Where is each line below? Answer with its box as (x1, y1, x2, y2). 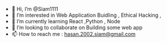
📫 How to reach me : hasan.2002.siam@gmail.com (11, 31, 136, 37)
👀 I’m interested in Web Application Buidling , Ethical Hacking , (11, 12, 162, 19)
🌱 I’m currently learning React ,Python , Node (11, 18, 121, 24)
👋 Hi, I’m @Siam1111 (11, 6, 58, 12)
